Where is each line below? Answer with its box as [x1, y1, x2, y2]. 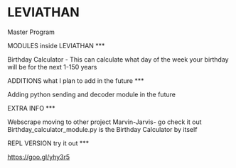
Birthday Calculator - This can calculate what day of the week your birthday [7, 55, 229, 64]
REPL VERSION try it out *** [7, 139, 90, 147]
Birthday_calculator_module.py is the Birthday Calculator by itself [7, 125, 198, 133]
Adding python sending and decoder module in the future [7, 90, 176, 99]
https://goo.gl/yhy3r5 [7, 152, 70, 161]
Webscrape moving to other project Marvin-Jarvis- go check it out [7, 118, 202, 126]
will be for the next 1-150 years [7, 62, 97, 71]
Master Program [7, 28, 55, 36]
